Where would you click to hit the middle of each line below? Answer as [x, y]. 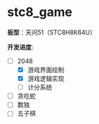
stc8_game [40, 12]
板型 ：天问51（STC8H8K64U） [52, 32]
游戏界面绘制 [46, 70]
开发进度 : [20, 47]
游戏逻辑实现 [46, 79]
